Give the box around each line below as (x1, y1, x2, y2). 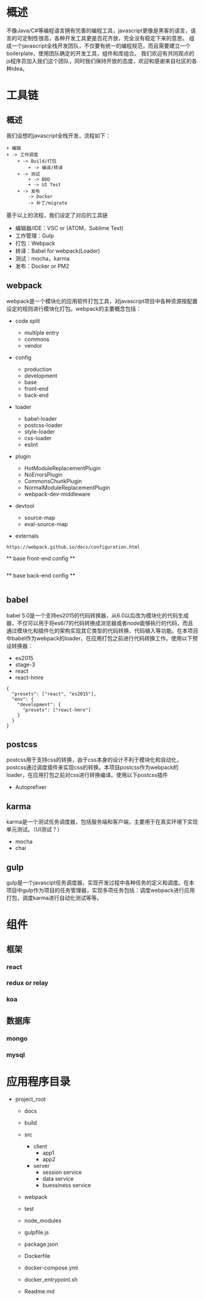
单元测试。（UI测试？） (6, 826, 63, 833)
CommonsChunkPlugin (24, 477, 82, 485)
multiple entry (24, 329, 60, 336)
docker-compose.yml (24, 1264, 78, 1271)
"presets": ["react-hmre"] (22, 707, 91, 713)
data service (42, 1175, 74, 1182)
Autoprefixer (15, 784, 47, 791)
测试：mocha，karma (15, 255, 70, 262)
